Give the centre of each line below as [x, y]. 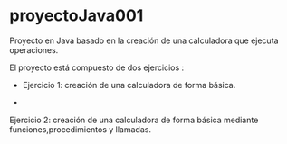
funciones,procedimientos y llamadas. [81, 129]
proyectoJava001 [77, 16]
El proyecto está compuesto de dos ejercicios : [97, 67]
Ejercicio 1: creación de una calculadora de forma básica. [129, 85]
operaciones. [34, 49]
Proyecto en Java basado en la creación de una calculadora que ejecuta [144, 40]
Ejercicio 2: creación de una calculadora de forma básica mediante [134, 120]
